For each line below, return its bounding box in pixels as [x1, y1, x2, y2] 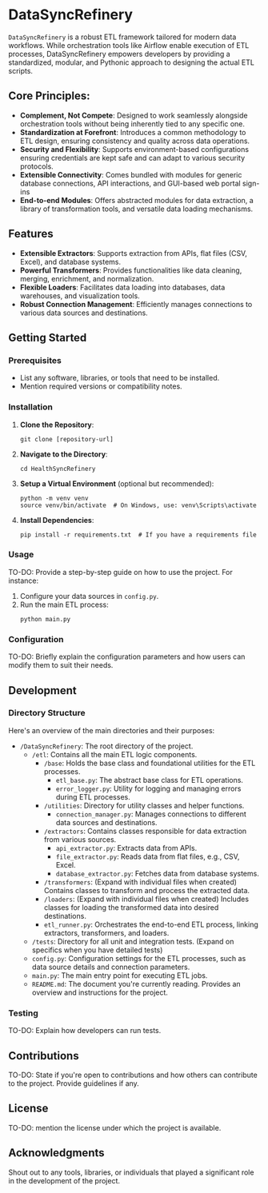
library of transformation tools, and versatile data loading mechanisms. [19, 204, 254, 213]
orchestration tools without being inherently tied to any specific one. [19, 118, 246, 129]
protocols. [19, 162, 54, 171]
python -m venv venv [19, 494, 89, 502]
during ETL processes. [55, 792, 130, 801]
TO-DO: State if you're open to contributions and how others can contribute [8, 1070, 258, 1079]
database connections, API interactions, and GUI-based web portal [19, 178, 242, 188]
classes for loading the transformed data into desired [43, 902, 219, 912]
